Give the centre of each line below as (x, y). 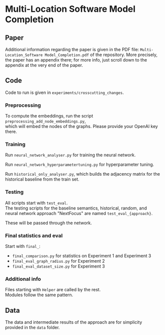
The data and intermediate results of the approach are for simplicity (74, 322)
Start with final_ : (23, 246)
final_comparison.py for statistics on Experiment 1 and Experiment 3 (82, 256)
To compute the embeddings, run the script (49, 116)
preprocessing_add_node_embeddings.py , (46, 121)
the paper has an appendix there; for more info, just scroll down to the (76, 60)
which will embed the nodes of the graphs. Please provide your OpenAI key (82, 126)
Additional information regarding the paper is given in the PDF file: (72, 49)
